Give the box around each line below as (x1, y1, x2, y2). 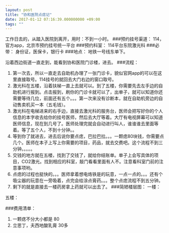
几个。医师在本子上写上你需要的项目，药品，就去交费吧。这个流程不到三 (12, 139, 163, 146)
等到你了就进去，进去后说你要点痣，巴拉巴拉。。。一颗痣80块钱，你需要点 (12, 133, 164, 139)
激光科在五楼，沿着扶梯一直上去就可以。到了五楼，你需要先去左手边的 (12, 83, 159, 89)
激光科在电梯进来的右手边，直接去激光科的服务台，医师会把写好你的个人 (12, 108, 163, 114)
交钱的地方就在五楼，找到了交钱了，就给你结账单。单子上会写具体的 (12, 152, 154, 158)
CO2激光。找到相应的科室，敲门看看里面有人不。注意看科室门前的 (21, 159, 159, 165)
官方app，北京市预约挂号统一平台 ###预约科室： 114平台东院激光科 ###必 (5, 42, 160, 49)
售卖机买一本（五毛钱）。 (17, 102, 68, 108)
